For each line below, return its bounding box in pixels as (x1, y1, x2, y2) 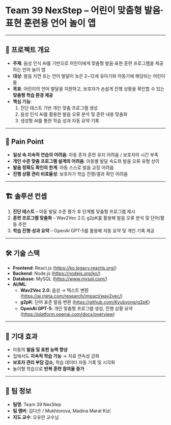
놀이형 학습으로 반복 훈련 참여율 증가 (12, 366, 84, 371)
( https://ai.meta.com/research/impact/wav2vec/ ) (20, 293, 123, 299)
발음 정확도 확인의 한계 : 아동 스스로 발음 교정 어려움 (12, 164, 114, 170)
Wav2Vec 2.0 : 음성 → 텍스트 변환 (20, 287, 89, 293)
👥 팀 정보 (5, 387, 32, 395)
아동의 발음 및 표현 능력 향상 (12, 346, 68, 353)
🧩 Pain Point (5, 137, 44, 146)
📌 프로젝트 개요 (5, 45, 50, 54)
